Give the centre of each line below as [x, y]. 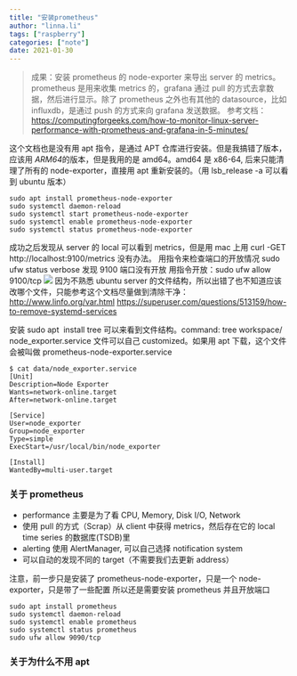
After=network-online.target [63, 400]
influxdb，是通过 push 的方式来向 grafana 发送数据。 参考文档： [148, 110]
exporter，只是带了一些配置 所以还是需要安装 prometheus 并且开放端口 [140, 590]
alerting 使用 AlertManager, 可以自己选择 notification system [132, 549]
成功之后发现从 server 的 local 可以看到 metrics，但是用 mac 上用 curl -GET [148, 248]
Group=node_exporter [48, 432]
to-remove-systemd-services [63, 312]
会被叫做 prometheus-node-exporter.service [91, 352]
